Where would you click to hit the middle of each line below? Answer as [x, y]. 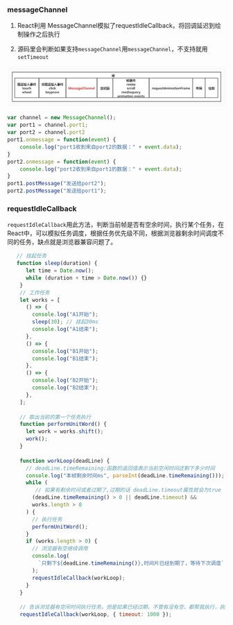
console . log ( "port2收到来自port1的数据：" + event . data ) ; [101, 169]
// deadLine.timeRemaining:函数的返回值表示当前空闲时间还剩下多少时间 [120, 468]
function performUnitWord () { [63, 425]
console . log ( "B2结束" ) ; [65, 388]
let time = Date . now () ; [60, 271]
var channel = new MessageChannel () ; [62, 118]
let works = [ [40, 300]
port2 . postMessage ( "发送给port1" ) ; [57, 191]
